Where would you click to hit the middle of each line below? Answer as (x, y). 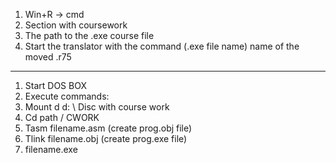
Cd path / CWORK (62, 117)
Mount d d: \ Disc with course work (97, 107)
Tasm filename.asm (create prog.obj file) (108, 128)
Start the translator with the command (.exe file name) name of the (162, 46)
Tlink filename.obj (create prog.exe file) (106, 138)
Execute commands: (67, 96)
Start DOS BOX (55, 85)
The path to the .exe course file (89, 35)
